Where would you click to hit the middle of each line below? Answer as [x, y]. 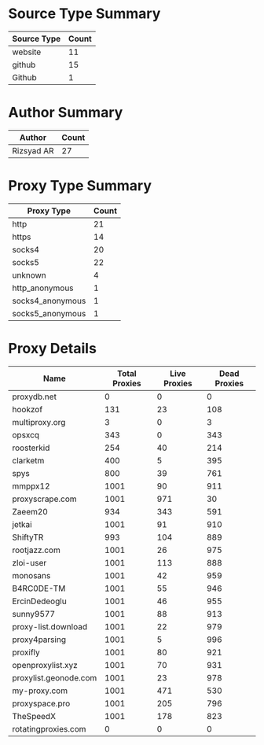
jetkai [22, 524]
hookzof [27, 409]
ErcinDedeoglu [39, 601]
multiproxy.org [39, 422]
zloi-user [29, 562]
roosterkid [31, 448]
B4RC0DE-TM [39, 588]
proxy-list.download [50, 626]
